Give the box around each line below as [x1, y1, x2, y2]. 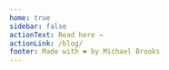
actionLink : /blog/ [9, 38, 84, 48]
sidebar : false [9, 22, 67, 31]
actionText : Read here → [9, 30, 104, 39]
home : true [9, 13, 51, 23]
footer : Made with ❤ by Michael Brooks [9, 47, 161, 56]
